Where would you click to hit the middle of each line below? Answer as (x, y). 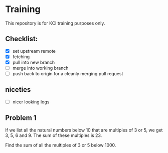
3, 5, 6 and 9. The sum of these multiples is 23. (54, 135)
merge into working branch (40, 68)
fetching (21, 57)
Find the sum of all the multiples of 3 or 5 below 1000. (61, 145)
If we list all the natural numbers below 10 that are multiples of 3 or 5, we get (84, 130)
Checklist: (22, 39)
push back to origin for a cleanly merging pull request (68, 73)
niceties (18, 90)
